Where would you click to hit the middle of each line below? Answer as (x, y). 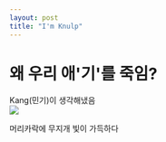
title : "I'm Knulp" (46, 26)
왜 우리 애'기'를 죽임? (83, 74)
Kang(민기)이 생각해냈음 (53, 100)
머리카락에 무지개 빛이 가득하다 (64, 128)
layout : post (34, 18)
